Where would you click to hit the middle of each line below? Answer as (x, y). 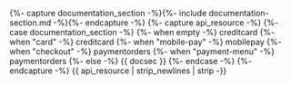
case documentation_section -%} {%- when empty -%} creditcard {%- (142, 32)
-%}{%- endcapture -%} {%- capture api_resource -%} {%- (166, 23)
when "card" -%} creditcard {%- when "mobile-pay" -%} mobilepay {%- (145, 42)
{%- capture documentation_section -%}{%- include (108, 13)
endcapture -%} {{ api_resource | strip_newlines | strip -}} (118, 71)
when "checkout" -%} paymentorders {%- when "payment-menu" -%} (142, 52)
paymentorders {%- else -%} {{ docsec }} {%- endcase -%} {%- (131, 61)
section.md (30, 23)
